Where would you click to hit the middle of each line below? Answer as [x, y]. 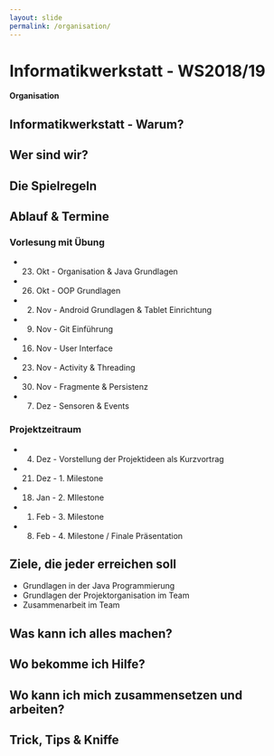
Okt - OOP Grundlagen [78, 291]
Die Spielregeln [53, 186]
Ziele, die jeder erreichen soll [93, 564]
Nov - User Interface [74, 348]
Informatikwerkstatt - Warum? [97, 124]
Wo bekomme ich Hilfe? [78, 664]
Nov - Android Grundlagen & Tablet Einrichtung [124, 310]
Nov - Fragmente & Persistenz [92, 387]
